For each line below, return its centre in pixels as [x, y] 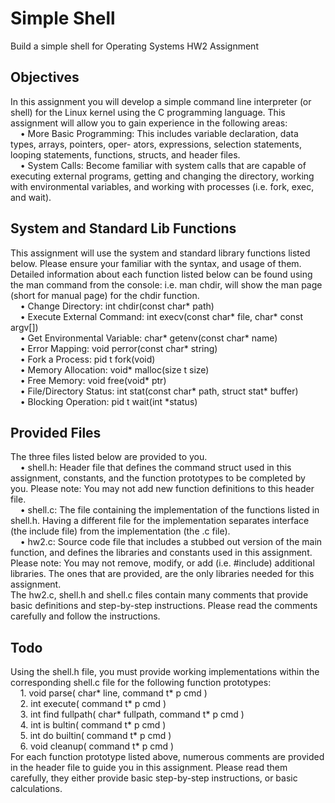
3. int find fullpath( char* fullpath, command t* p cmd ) [132, 714]
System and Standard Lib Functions [123, 228]
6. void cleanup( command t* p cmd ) [97, 746]
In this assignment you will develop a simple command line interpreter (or [161, 101]
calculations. [36, 789]
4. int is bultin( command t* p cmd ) [93, 725]
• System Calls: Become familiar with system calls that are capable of [163, 165]
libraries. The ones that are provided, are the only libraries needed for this [162, 574]
